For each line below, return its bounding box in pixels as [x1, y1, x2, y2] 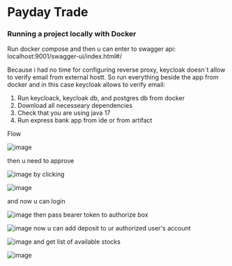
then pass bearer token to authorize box [33, 210, 148, 219]
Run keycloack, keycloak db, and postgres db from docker [17, 94, 185, 102]
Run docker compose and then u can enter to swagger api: [7, 45, 176, 53]
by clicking [33, 170, 65, 178]
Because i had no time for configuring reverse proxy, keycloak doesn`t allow [7, 65, 226, 74]
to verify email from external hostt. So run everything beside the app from [7, 73, 219, 81]
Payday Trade [7, 4, 88, 20]
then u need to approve [7, 157, 75, 165]
